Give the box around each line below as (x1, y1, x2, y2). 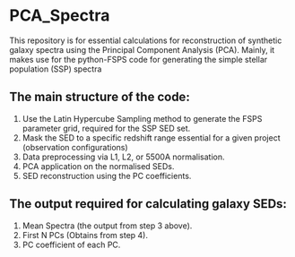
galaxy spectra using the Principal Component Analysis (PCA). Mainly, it (9, 44, 275, 55)
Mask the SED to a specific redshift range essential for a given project (22, 132, 281, 143)
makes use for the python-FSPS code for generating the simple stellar (9, 54, 268, 64)
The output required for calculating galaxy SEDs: (9, 196, 287, 211)
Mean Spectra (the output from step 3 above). (22, 220, 193, 231)
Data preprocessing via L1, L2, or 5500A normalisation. (22, 151, 225, 162)
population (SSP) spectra (9, 64, 102, 74)
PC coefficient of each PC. (22, 239, 121, 250)
